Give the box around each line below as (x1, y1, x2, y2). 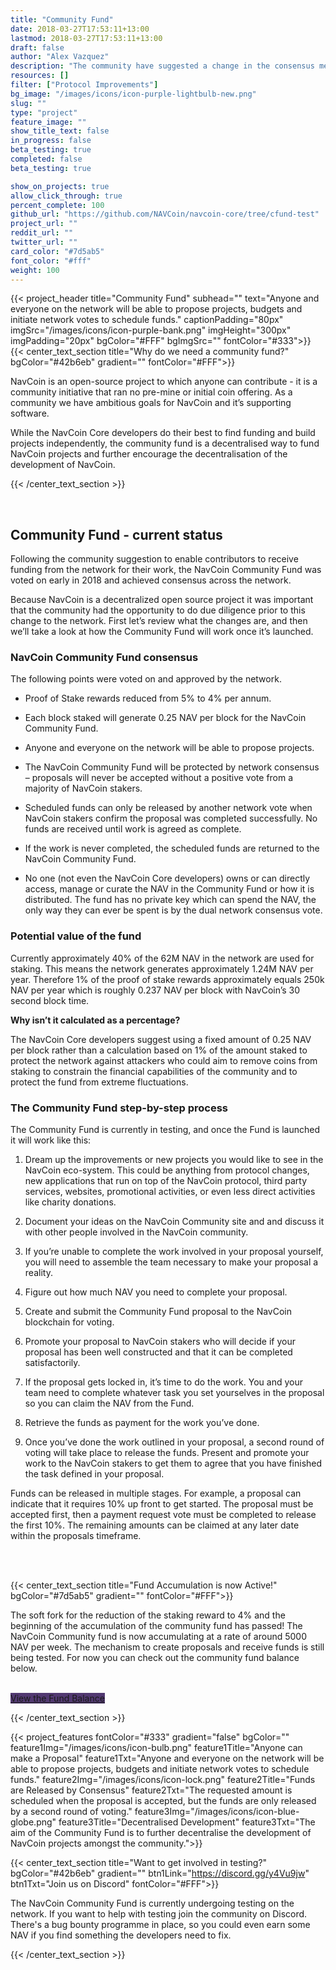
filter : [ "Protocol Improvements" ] (10, 80, 159, 90)
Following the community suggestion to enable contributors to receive (10, 553, 299, 565)
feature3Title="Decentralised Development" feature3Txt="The (58, 1816, 316, 1828)
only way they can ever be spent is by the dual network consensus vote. (24, 904, 323, 916)
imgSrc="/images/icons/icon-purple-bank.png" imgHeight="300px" (10, 324, 292, 336)
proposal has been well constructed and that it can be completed (24, 1346, 293, 1358)
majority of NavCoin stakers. (24, 782, 143, 795)
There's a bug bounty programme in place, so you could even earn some (10, 1919, 311, 1931)
